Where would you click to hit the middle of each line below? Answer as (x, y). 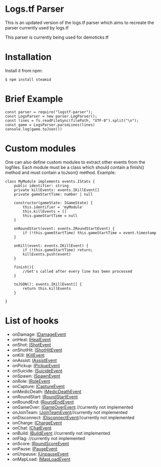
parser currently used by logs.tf (37, 27)
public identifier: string (41, 186)
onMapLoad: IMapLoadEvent (41, 459)
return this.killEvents (47, 288)
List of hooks (32, 320)
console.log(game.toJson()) (34, 129)
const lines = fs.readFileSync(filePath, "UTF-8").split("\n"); (72, 120)
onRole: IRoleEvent (31, 381)
